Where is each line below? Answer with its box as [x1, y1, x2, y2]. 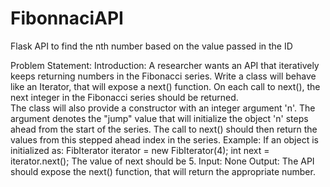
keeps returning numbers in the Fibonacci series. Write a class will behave [10, 70, 317, 82]
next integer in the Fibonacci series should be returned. [10, 91, 239, 103]
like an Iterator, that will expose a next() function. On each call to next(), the [10, 80, 321, 92]
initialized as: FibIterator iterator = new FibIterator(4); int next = [10, 144, 270, 156]
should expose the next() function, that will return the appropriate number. [10, 165, 316, 177]
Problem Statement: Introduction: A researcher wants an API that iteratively [10, 59, 320, 71]
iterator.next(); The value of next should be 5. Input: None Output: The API [10, 155, 315, 167]
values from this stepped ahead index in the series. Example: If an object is [10, 133, 319, 146]
